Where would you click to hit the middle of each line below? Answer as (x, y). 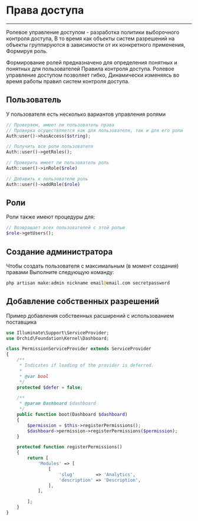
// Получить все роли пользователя (50, 146)
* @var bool (34, 376)
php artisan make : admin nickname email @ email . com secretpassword (88, 283)
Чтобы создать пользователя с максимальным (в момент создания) (93, 266)
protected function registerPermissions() (70, 447)
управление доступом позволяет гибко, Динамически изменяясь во (93, 75)
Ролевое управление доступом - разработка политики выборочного (93, 32)
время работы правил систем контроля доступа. (68, 81)
